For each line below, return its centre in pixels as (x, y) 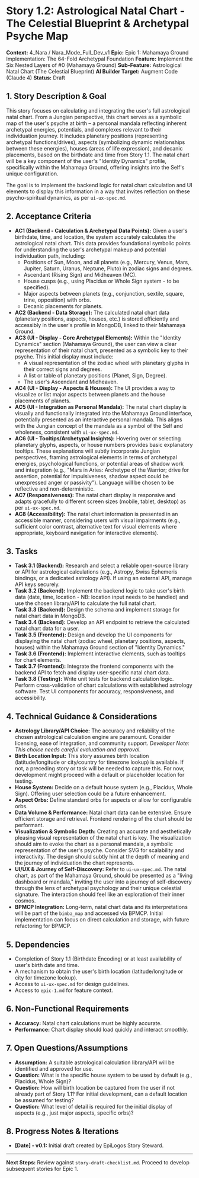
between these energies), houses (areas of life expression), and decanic (94, 148)
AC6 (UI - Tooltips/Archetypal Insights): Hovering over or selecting (98, 438)
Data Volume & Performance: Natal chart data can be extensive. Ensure (103, 812)
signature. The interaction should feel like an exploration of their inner (99, 894)
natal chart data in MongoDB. (50, 616)
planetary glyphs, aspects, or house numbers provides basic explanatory (104, 444)
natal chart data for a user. (47, 629)
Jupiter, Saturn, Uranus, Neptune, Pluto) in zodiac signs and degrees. (108, 268)
